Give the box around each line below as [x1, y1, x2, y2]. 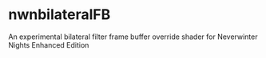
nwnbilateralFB [8, 6, 111, 24]
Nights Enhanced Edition [8, 40, 89, 49]
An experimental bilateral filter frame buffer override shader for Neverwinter [8, 32, 258, 41]
